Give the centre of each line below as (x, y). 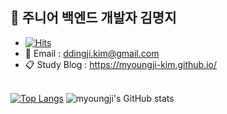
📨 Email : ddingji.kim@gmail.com (92, 53)
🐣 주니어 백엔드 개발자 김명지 (93, 18)
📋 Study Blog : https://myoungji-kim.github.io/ (121, 64)
